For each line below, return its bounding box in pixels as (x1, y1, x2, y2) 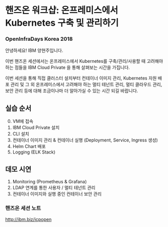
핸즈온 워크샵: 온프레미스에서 (5, 5, 119, 16)
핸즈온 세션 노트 (5, 205, 41, 212)
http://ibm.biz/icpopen (5, 216, 52, 222)
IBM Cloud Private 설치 (12, 124, 60, 131)
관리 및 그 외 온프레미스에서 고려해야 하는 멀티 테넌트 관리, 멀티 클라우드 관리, (10, 82, 162, 88)
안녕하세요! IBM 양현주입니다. (5, 47, 64, 53)
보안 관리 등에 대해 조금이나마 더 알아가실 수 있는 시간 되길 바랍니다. (5, 88, 138, 94)
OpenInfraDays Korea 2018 (5, 36, 73, 43)
